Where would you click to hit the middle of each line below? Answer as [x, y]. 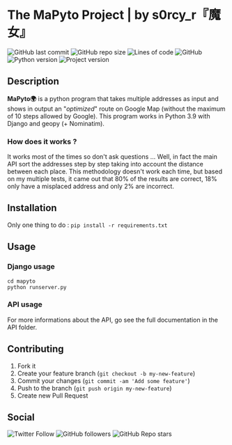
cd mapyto [22, 281]
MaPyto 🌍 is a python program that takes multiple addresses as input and [113, 98]
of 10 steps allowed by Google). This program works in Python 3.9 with [109, 116]
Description [33, 81]
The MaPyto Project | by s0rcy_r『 [108, 15]
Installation [32, 208]
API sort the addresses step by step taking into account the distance [106, 164]
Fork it [26, 366]
